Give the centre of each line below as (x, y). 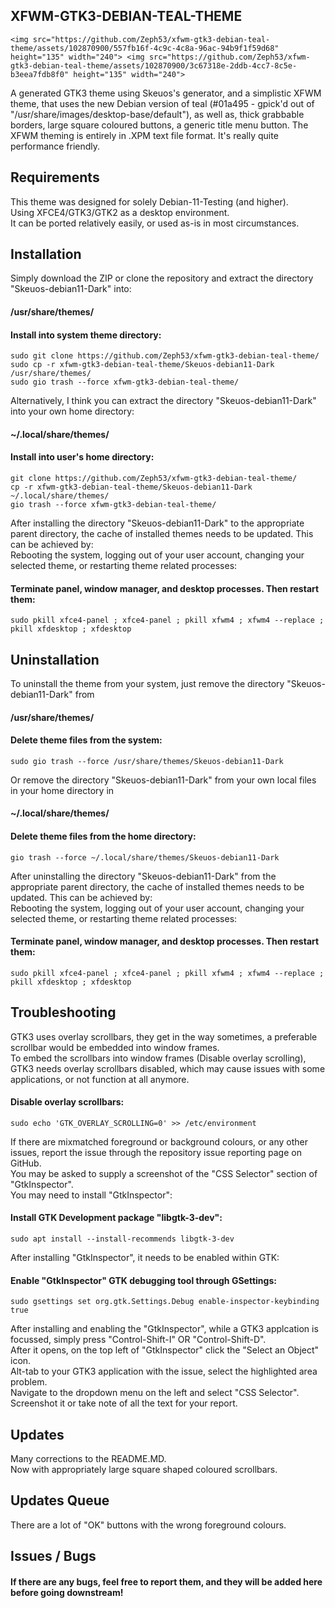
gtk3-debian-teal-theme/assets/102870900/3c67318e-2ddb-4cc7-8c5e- (154, 65)
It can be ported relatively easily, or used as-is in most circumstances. (155, 223)
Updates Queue (60, 1500)
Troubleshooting (63, 1012)
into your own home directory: (72, 411)
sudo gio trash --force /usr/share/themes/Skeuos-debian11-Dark (147, 761)
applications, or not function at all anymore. (100, 1079)
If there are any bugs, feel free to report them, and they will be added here (166, 1581)
